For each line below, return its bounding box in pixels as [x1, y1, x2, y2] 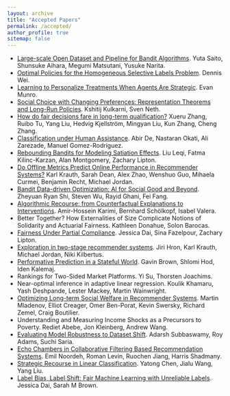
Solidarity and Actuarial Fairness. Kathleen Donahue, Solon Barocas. [16, 222, 210, 230]
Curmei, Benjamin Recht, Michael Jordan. [16, 178, 134, 186]
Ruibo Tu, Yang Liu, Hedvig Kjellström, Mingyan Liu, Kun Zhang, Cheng [16, 120, 217, 128]
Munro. [16, 90, 38, 99]
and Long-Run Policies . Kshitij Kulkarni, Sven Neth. [16, 105, 161, 114]
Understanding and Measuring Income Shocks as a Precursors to [16, 316, 202, 324]
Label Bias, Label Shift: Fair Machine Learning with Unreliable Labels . [16, 374, 212, 382]
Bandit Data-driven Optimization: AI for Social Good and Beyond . [16, 185, 200, 194]
